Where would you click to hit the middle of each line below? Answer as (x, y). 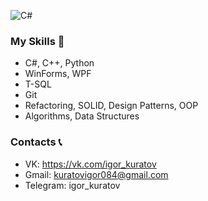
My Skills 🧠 (37, 41)
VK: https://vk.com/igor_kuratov (90, 164)
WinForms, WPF (58, 74)
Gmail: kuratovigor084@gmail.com (96, 174)
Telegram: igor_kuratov (72, 185)
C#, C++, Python (59, 63)
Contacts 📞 (36, 142)
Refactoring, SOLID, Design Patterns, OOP (111, 106)
